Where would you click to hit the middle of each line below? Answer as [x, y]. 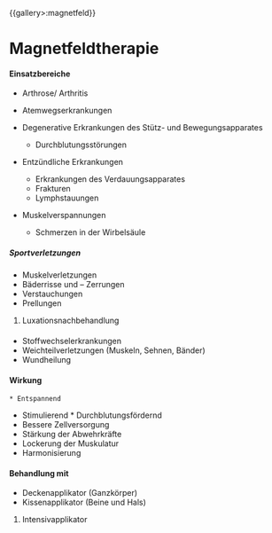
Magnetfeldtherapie [84, 49]
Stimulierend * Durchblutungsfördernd [92, 415]
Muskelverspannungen [64, 216]
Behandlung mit [39, 473]
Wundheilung [47, 359]
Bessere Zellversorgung [66, 425]
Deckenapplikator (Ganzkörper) [80, 493]
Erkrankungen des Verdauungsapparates [110, 179]
